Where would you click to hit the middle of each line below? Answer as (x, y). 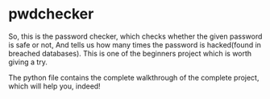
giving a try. (28, 62)
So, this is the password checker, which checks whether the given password (135, 36)
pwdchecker (51, 14)
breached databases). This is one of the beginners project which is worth (130, 53)
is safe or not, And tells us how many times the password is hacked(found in (135, 44)
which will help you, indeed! (54, 86)
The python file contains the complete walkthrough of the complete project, (134, 77)
